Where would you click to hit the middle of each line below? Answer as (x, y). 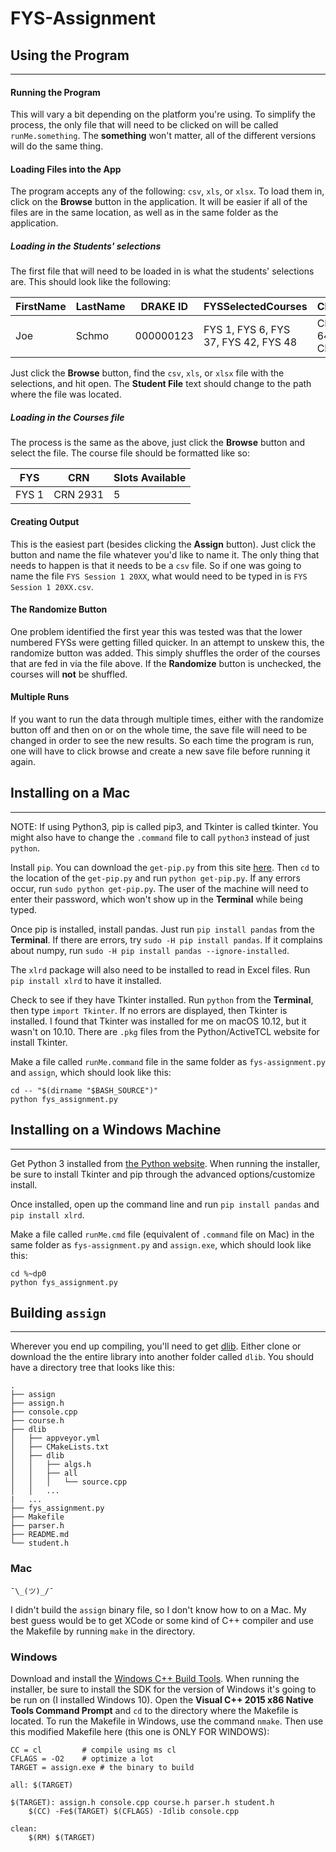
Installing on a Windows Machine (116, 1130)
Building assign (58, 1312)
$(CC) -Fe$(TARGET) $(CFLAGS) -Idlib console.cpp (134, 1811)
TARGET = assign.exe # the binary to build (102, 1767)
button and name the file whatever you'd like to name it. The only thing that (165, 554)
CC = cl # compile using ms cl (93, 1750)
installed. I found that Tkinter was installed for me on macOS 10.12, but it (158, 1021)
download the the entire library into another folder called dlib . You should (162, 1357)
